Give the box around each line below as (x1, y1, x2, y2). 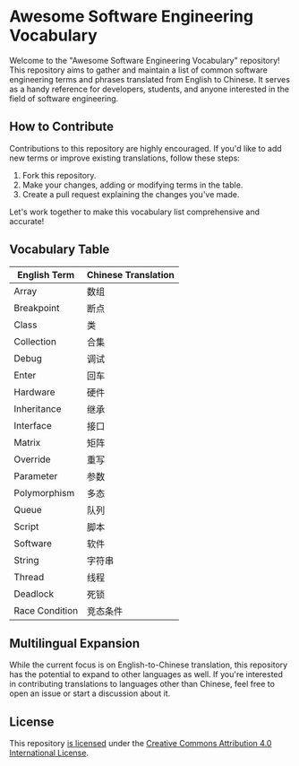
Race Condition (13, 604, 79, 616)
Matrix (13, 436, 41, 448)
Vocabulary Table (9, 242, 110, 257)
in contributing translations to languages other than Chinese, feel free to (9, 679, 276, 690)
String (13, 553, 39, 566)
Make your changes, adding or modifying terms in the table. (21, 179, 243, 190)
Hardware (13, 386, 56, 398)
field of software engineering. (9, 92, 119, 104)
